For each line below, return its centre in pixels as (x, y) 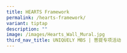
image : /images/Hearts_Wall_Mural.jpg (56, 35)
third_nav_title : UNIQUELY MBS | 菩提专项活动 (64, 40)
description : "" (27, 29)
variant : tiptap (27, 23)
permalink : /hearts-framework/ (46, 18)
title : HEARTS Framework (38, 12)
